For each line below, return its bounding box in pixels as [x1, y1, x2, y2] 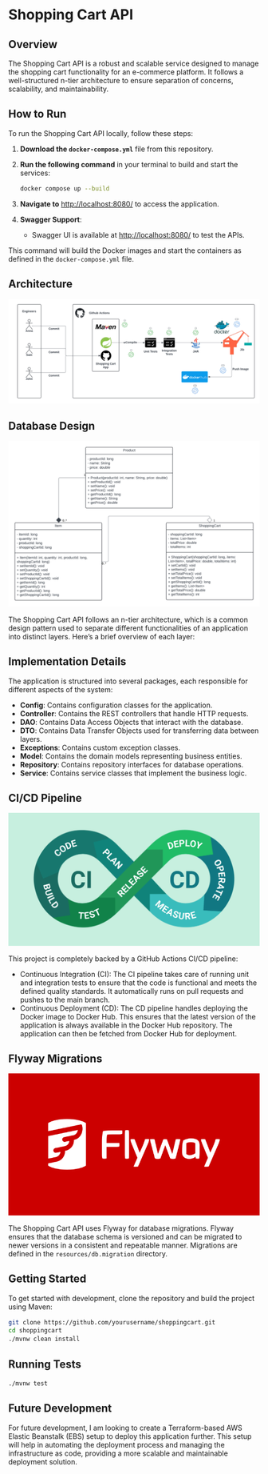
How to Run [8, 107, 67, 121]
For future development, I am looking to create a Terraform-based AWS [8, 1423, 243, 1432]
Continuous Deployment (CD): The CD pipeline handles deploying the [19, 1003, 249, 1013]
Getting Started [8, 1272, 87, 1286]
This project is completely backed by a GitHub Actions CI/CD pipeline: [8, 954, 238, 963]
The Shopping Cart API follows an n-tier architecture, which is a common [8, 615, 249, 624]
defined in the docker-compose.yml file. [8, 254, 134, 263]
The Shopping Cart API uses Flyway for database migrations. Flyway [8, 1223, 234, 1233]
